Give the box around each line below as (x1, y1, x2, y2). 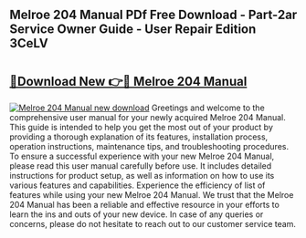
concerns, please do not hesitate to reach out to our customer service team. (9, 219, 297, 229)
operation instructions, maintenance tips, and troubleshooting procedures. (9, 141, 290, 151)
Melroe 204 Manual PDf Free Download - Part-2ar (9, 7, 298, 23)
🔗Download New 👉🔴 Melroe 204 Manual (9, 73, 248, 89)
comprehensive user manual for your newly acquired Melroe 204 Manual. (9, 112, 286, 122)
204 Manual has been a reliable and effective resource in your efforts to (9, 200, 280, 210)
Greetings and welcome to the (151, 102, 265, 113)
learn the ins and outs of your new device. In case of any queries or (9, 209, 264, 220)
